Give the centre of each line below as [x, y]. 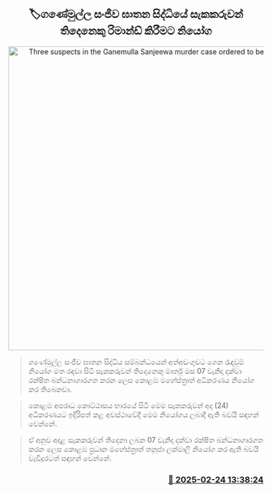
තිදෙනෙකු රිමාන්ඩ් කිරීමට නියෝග [136, 31]
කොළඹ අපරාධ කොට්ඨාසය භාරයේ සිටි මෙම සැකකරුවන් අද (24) [128, 405]
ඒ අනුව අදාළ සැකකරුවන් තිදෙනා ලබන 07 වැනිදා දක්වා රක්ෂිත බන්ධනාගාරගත [146, 439]
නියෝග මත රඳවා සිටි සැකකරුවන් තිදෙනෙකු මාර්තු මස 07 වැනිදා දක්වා [135, 371]
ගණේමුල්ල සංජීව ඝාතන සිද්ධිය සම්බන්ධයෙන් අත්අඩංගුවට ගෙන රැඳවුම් [136, 362]
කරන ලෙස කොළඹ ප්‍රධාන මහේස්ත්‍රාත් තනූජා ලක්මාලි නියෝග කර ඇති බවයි [143, 448]
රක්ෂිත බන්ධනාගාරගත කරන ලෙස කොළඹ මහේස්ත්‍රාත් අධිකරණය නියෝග [141, 379]
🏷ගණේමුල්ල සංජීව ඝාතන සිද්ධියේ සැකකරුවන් [136, 14]
